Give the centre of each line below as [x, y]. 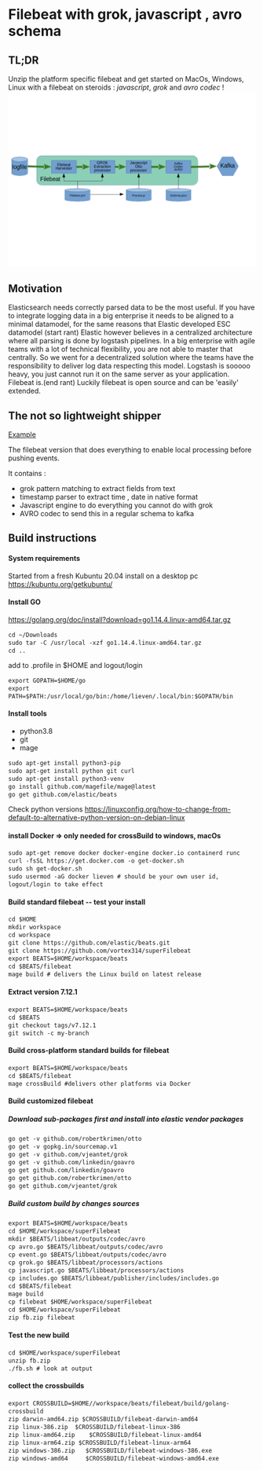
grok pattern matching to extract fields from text [97, 488]
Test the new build [39, 1335]
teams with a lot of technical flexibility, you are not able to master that [121, 349]
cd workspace [29, 935]
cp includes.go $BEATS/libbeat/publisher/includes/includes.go [114, 1278]
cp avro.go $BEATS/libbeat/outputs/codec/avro [86, 1247]
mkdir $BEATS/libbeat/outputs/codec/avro [77, 1239]
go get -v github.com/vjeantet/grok [68, 1155]
